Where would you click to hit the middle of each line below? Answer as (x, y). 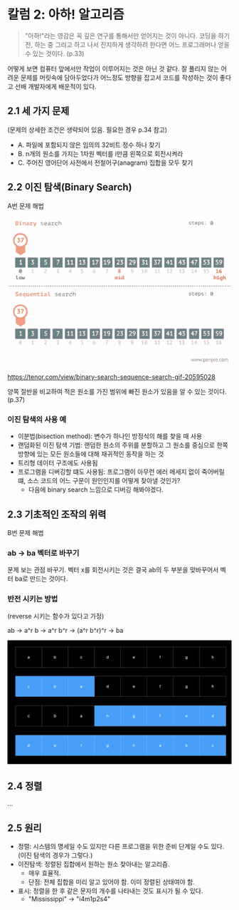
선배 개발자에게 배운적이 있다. (56, 86)
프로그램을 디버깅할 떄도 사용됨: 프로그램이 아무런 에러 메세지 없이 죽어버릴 (121, 472)
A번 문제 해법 (26, 206)
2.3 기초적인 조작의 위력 (57, 514)
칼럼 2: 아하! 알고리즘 (66, 15)
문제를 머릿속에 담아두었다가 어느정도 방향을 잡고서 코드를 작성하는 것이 (119, 77)
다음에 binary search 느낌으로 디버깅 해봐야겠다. (96, 490)
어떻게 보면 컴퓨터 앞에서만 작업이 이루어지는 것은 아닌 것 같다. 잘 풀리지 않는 (113, 68)
